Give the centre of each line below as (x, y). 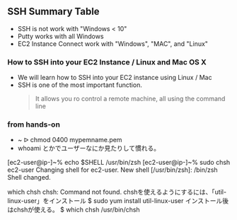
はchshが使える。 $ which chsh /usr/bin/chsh (74, 210)
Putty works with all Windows (60, 36)
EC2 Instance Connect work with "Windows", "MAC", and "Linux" (113, 44)
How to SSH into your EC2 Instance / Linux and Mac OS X (107, 62)
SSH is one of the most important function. (80, 85)
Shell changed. (29, 178)
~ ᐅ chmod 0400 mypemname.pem (70, 140)
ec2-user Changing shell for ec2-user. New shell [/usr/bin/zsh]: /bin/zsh (112, 170)
